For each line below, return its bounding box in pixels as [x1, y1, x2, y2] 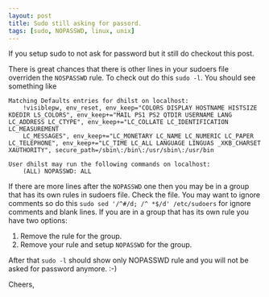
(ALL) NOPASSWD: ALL [23, 167, 92, 175]
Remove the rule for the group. [19, 231, 122, 241]
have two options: [8, 216, 68, 225]
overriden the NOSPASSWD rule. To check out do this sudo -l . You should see [8, 73, 256, 83]
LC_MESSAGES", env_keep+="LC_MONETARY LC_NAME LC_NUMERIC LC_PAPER [23, 132, 254, 141]
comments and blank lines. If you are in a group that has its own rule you [8, 207, 250, 217]
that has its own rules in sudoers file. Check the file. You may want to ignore [8, 190, 261, 200]
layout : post [8, 11, 52, 20]
